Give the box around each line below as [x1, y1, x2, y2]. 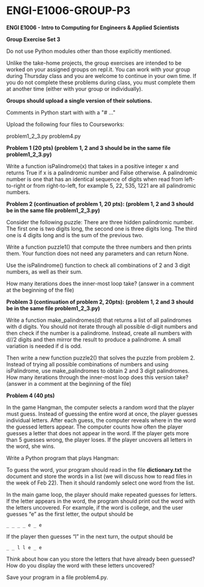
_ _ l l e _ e [6, 544, 42, 550]
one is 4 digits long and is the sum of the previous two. [6, 231, 144, 238]
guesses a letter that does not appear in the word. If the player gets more [6, 429, 189, 436]
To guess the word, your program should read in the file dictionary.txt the [6, 466, 192, 473]
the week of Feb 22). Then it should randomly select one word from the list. [6, 479, 195, 486]
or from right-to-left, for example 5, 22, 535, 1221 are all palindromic [26, 182, 196, 189]
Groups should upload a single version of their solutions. [6, 97, 152, 104]
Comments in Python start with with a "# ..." [6, 109, 116, 116]
